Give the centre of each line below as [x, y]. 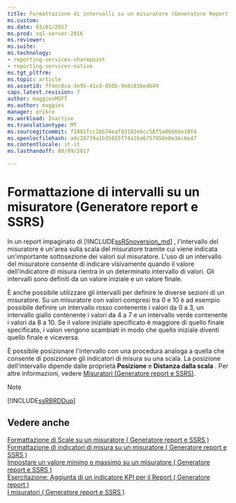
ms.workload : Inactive [41, 118]
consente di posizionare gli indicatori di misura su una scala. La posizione [114, 358]
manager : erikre [31, 112]
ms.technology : [30, 53]
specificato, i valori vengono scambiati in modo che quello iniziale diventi [113, 330]
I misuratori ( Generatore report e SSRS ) [66, 492]
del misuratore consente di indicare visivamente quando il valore [101, 264]
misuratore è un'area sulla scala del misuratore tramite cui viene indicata [113, 249]
